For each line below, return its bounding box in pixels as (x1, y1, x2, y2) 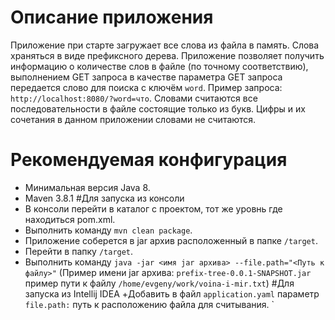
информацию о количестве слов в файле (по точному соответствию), (10, 60, 309, 72)
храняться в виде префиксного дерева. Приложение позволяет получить (10, 49, 325, 61)
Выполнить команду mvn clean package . (24, 224, 193, 236)
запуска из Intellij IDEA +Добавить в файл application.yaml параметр (24, 287, 320, 300)
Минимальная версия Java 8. (24, 181, 151, 193)
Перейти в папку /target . (24, 245, 134, 257)
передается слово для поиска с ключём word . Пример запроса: (10, 81, 283, 93)
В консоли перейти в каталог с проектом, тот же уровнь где (24, 202, 283, 215)
